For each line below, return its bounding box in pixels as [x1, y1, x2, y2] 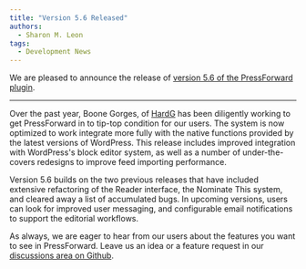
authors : [9, 22, 43, 31]
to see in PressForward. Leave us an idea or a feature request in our [9, 241, 264, 252]
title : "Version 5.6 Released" [9, 13, 128, 23]
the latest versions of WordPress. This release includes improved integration [9, 138, 296, 149]
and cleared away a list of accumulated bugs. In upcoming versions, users [9, 193, 289, 205]
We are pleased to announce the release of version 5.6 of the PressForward [9, 72, 293, 83]
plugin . [9, 82, 36, 93]
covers [9, 157, 36, 168]
